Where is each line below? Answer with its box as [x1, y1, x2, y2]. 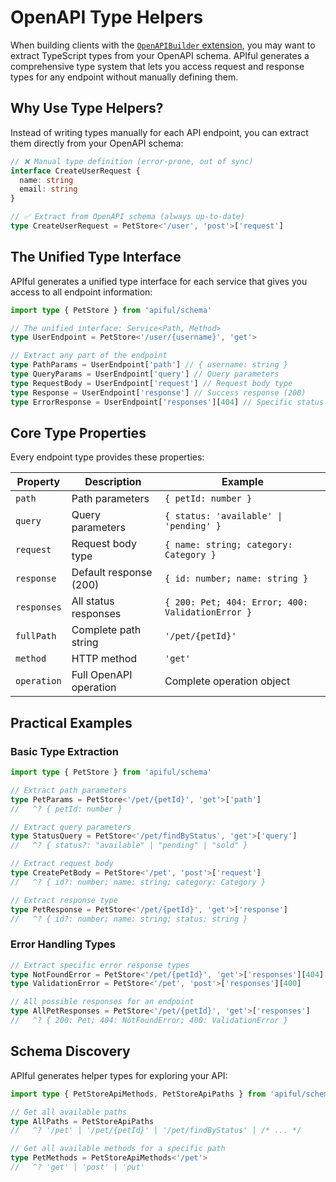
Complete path [71, 623, 142, 637]
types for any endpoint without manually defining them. [10, 71, 239, 83]
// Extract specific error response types [10, 960, 190, 970]
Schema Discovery [10, 1043, 131, 1060]
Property [16, 475, 61, 489]
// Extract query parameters [10, 822, 132, 832]
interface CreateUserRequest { [10, 166, 141, 176]
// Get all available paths [10, 1107, 128, 1117]
